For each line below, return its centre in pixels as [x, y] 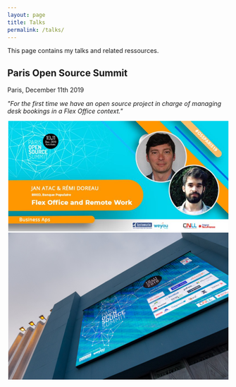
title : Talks [26, 22]
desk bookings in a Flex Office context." [65, 111]
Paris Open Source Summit [68, 73]
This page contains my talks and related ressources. [83, 51]
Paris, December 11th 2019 [46, 90]
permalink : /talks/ [36, 30]
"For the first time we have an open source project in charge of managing [114, 104]
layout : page [26, 15]
